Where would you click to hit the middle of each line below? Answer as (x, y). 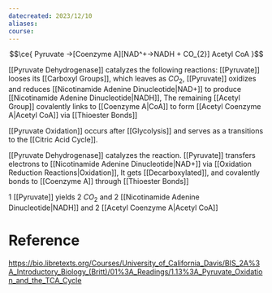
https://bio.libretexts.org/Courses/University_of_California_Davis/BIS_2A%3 (134, 263)
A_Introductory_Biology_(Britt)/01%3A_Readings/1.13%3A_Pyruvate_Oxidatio (136, 271)
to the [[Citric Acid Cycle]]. (53, 140)
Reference (44, 241)
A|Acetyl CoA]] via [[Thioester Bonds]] (73, 116)
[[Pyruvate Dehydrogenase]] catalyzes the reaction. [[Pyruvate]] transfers (132, 155)
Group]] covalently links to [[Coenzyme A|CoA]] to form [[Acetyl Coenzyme (135, 107)
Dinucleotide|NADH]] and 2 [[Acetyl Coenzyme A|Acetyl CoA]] (113, 208)
